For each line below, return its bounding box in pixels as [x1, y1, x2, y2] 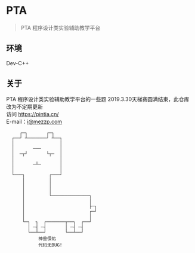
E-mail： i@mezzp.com [6, 118, 63, 125]
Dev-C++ [6, 59, 29, 66]
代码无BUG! [38, 242, 63, 248]
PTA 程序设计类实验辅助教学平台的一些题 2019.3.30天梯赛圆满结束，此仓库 [6, 95, 190, 102]
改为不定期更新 [6, 103, 43, 110]
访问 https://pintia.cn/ [6, 110, 59, 117]
